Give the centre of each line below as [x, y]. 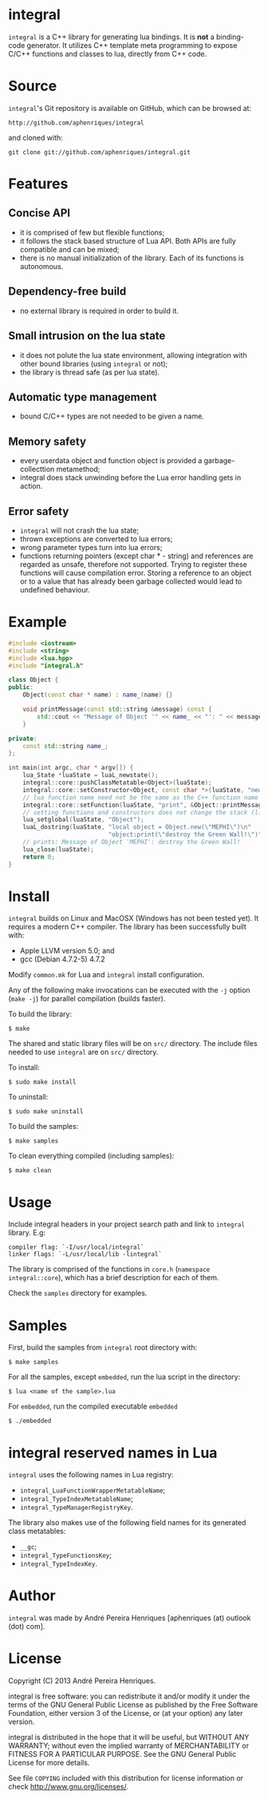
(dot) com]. [27, 1627]
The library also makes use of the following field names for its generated [127, 1523]
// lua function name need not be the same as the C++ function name [141, 797]
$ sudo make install [43, 1082]
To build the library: [40, 1014]
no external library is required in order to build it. [99, 311]
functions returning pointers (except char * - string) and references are [136, 556]
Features [38, 184]
